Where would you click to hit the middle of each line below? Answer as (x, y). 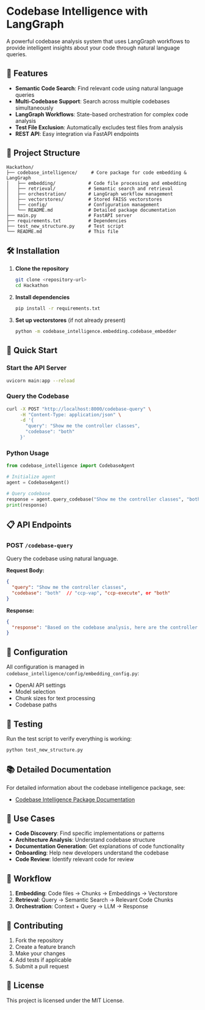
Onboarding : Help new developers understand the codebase (92, 853)
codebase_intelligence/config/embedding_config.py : (73, 673)
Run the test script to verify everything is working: (69, 738)
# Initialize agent (31, 477)
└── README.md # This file (63, 231)
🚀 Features (27, 74)
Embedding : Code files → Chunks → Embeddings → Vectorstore (96, 893)
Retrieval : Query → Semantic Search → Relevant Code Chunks (94, 900)
